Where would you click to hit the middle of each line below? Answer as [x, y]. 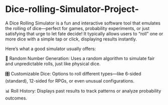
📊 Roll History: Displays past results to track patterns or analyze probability [83, 90]
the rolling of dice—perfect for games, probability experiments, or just [77, 28]
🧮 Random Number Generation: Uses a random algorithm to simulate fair [80, 58]
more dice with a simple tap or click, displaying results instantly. [71, 39]
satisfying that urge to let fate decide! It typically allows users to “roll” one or [84, 33]
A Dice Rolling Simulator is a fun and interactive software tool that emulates [83, 23]
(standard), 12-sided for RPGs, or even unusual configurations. [70, 80]
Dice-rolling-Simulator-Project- [72, 9]
